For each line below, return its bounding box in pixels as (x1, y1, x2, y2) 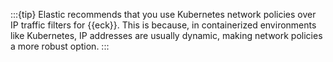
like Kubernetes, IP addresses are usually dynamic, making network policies (10, 30, 323, 41)
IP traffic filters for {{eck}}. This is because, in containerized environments (10, 19, 317, 31)
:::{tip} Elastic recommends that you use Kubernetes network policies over (10, 9, 317, 20)
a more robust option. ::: (10, 40, 110, 52)
